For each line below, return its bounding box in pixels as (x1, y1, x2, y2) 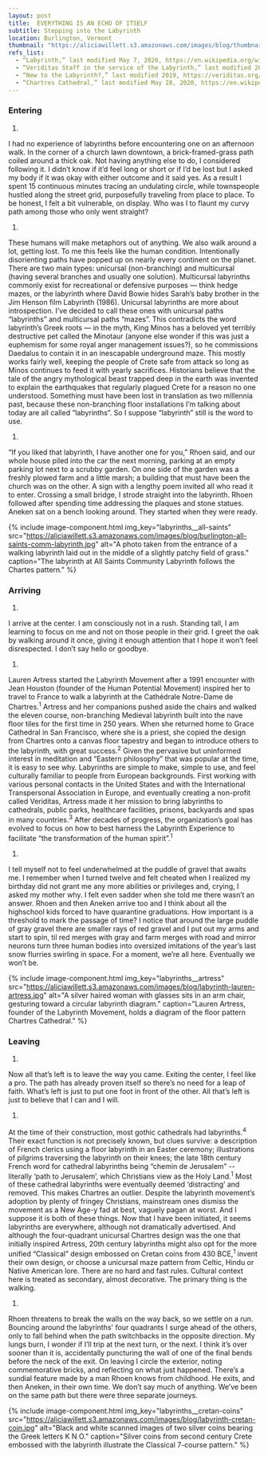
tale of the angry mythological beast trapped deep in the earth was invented (8, 374, 258, 383)
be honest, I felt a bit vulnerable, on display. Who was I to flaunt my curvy (8, 198, 250, 208)
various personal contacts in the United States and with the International (8, 779, 246, 789)
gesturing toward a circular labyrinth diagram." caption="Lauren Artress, (8, 999, 246, 1008)
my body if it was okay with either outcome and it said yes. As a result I (8, 173, 242, 182)
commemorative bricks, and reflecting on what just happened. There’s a (8, 1365, 245, 1375)
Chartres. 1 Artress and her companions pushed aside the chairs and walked (8, 701, 257, 711)
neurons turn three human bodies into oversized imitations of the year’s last (8, 941, 257, 951)
